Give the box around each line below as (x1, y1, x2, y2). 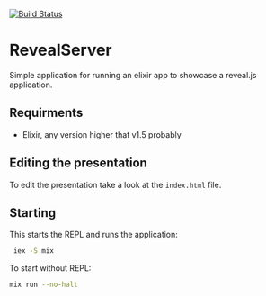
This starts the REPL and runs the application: (9, 229, 178, 240)
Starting (9, 205, 57, 220)
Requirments (9, 105, 84, 121)
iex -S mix (13, 247, 54, 256)
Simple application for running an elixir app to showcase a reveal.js (9, 69, 257, 80)
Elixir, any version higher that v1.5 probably (22, 129, 182, 139)
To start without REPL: (9, 263, 92, 274)
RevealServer (9, 40, 112, 60)
